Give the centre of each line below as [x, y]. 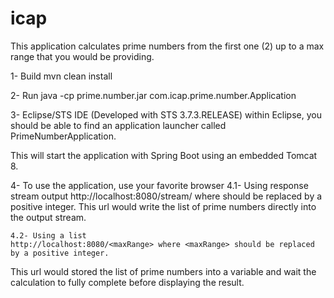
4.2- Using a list [48, 235]
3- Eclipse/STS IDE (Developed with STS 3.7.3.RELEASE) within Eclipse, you [166, 114]
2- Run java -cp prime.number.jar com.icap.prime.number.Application [153, 95]
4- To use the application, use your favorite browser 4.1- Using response [159, 185]
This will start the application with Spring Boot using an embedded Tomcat [164, 155]
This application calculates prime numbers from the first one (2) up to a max [167, 46]
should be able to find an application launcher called [118, 125]
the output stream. [48, 217]
